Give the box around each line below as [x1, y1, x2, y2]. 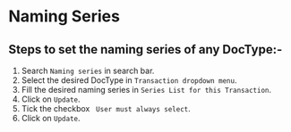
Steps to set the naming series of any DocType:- [8, 42, 283, 57]
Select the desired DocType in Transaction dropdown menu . [21, 75, 237, 86]
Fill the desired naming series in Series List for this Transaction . [21, 85, 272, 95]
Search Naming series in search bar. [21, 65, 155, 76]
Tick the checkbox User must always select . [21, 103, 192, 113]
